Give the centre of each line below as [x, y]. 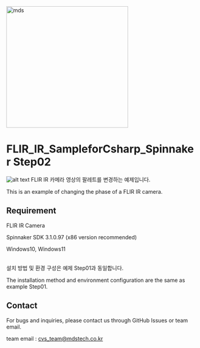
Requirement [31, 211]
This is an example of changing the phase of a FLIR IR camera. [84, 191]
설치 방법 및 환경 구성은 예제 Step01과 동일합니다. [65, 268]
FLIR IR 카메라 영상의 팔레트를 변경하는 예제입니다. [91, 179]
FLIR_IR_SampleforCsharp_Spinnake [100, 149]
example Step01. [27, 286]
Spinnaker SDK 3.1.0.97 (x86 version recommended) [72, 237]
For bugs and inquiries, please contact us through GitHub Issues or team [97, 320]
